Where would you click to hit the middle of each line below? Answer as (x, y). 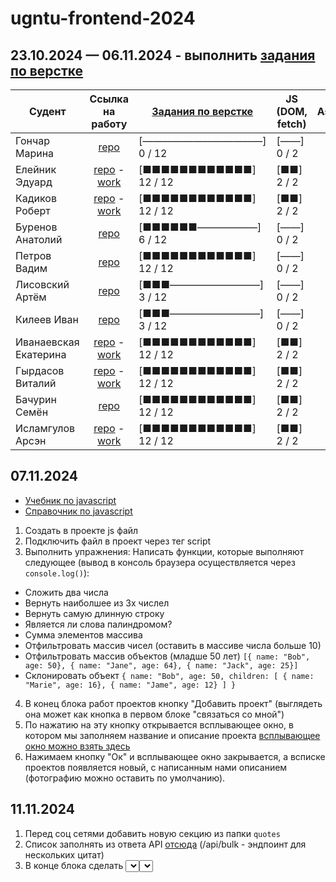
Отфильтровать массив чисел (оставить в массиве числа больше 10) (173, 645)
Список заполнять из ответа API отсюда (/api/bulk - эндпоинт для (165, 844)
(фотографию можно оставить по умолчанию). (125, 778)
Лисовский (42, 284)
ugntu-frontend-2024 (103, 18)
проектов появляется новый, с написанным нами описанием (156, 767)
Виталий (36, 383)
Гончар (33, 140)
